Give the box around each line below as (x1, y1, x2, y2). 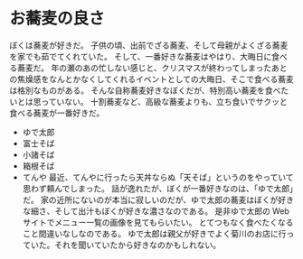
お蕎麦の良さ (9, 8, 106, 29)
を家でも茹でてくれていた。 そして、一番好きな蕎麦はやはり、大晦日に (9, 51, 272, 61)
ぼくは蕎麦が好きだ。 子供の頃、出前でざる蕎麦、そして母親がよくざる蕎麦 (9, 40, 289, 51)
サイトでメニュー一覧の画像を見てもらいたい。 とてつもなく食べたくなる (22, 217, 294, 227)
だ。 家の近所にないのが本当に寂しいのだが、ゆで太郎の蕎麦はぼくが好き (22, 194, 295, 205)
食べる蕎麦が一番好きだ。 (9, 107, 105, 118)
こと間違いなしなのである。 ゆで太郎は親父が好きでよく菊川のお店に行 (22, 227, 287, 239)
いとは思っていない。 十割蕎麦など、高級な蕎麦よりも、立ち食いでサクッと (9, 96, 288, 106)
